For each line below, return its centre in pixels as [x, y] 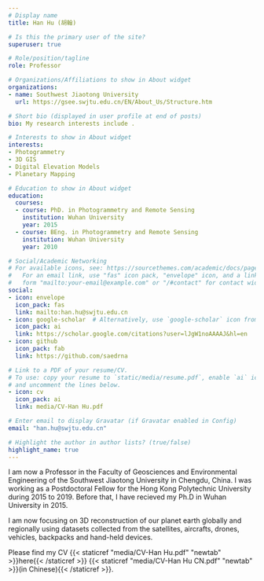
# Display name [33, 15]
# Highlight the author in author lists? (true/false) [100, 442]
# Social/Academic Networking [58, 261]
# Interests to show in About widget [70, 138]
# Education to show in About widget [70, 188]
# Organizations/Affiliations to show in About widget [100, 80]
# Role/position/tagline [49, 59]
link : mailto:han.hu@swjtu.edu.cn [71, 312]
